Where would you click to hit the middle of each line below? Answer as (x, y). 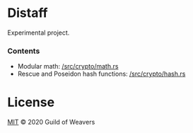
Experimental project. (39, 33)
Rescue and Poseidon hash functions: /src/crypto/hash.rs (101, 74)
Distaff (28, 13)
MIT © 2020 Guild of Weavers (51, 122)
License (31, 102)
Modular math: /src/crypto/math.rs (68, 66)
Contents (24, 51)
